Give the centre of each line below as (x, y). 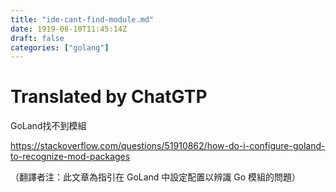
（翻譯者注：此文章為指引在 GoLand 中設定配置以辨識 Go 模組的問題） (156, 177)
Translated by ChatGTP (109, 97)
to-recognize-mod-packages (70, 157)
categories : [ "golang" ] (60, 47)
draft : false (37, 38)
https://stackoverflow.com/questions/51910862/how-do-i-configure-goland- (168, 146)
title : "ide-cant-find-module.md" (82, 19)
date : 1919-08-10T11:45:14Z (69, 29)
